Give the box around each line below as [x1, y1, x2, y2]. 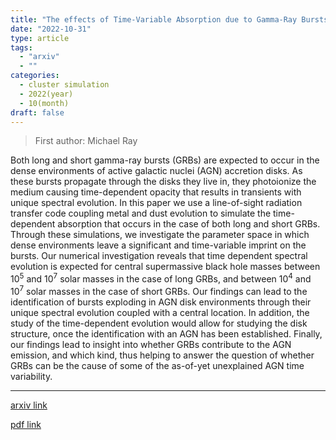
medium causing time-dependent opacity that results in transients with [10, 186, 302, 198]
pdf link [10, 418, 42, 430]
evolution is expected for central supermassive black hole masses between [10, 261, 321, 273]
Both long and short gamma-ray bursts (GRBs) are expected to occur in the [10, 154, 320, 166]
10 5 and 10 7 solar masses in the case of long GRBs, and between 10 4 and [10, 271, 312, 285]
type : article [10, 33, 70, 43]
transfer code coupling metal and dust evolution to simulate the [10, 207, 272, 220]
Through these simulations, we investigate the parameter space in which [10, 229, 310, 241]
